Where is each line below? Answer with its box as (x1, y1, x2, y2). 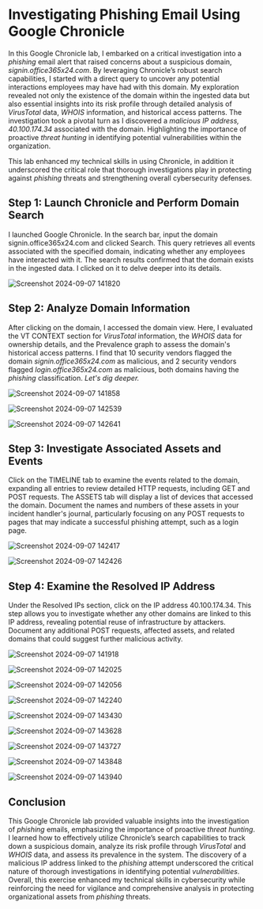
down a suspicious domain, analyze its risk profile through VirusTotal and (8, 842, 246, 850)
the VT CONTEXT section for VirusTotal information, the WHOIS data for (8, 331, 242, 340)
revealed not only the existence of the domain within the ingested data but (8, 90, 250, 100)
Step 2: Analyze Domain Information (8, 302, 191, 315)
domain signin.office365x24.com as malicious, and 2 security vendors (8, 356, 237, 366)
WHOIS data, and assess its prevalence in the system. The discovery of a (8, 850, 247, 859)
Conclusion (8, 795, 66, 808)
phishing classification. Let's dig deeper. (8, 373, 140, 382)
